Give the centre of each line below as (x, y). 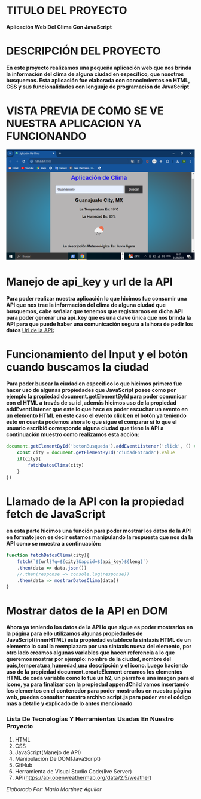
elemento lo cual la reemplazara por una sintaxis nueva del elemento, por (99, 647)
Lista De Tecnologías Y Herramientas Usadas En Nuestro (90, 719)
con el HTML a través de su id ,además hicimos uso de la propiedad (92, 403)
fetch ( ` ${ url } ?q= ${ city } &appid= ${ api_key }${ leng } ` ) (83, 562)
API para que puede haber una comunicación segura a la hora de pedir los (100, 324)
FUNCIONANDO (46, 137)
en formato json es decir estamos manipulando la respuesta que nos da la (100, 537)
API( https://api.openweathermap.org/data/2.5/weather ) (83, 777)
